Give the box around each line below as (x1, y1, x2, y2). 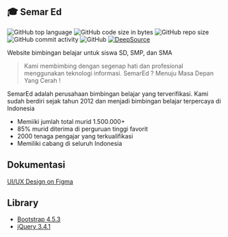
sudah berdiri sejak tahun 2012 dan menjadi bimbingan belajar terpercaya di (7, 97, 221, 105)
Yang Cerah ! (23, 76, 61, 84)
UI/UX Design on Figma (7, 177, 73, 186)
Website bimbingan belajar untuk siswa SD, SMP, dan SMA (7, 48, 173, 57)
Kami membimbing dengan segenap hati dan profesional (23, 62, 183, 70)
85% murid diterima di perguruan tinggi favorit (16, 125, 149, 133)
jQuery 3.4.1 (16, 223, 51, 231)
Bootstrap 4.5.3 (16, 215, 61, 223)
